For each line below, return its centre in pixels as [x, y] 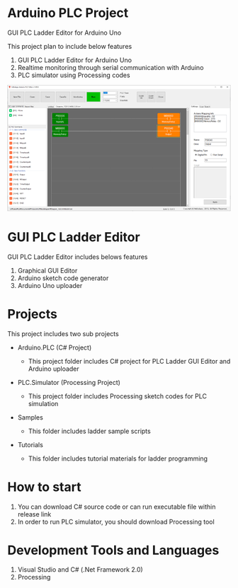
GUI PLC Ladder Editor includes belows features [78, 257]
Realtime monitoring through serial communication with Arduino [110, 67]
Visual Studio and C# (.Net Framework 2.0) [80, 570]
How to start [44, 487]
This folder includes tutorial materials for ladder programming [118, 459]
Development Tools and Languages [113, 550]
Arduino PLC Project [68, 13]
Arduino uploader [53, 369]
